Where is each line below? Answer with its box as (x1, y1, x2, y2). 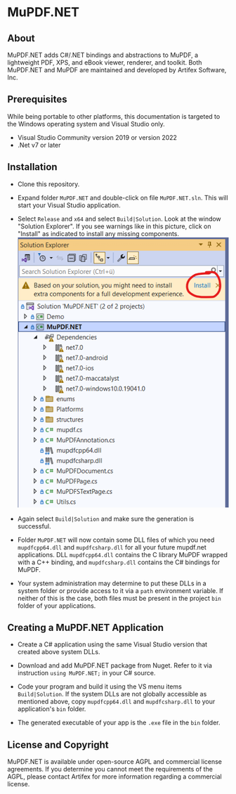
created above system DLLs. (17, 648, 100, 656)
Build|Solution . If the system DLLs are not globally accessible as (17, 690, 207, 698)
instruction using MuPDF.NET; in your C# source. (17, 669, 156, 677)
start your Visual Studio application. (17, 201, 121, 209)
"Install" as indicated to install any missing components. (17, 229, 180, 237)
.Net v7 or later (17, 141, 61, 149)
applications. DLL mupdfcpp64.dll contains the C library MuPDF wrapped (17, 550, 228, 559)
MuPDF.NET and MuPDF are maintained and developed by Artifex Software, (7, 66, 227, 74)
